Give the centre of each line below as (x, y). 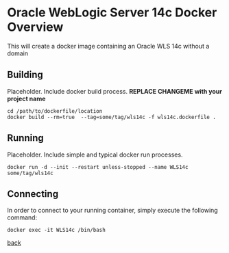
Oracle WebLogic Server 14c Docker (112, 13)
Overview (35, 27)
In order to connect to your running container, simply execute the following (112, 211)
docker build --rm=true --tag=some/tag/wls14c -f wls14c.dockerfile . (111, 117)
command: (22, 217)
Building (25, 75)
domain (18, 53)
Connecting (33, 194)
